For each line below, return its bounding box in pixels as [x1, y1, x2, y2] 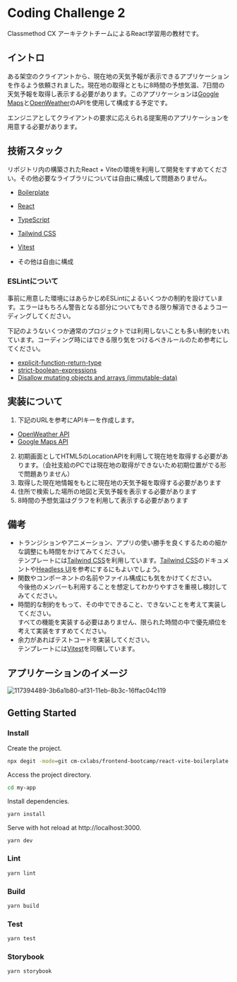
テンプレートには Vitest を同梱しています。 [17, 645, 139, 653]
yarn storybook [7, 968, 52, 975]
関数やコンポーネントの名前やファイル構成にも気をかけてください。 [17, 574, 216, 582]
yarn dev [7, 837, 33, 844]
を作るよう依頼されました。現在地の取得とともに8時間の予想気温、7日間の [7, 80, 225, 89]
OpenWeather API [17, 429, 70, 438]
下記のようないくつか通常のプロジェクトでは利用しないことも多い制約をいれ [7, 326, 230, 335]
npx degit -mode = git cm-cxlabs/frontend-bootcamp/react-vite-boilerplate [7, 758, 229, 765]
